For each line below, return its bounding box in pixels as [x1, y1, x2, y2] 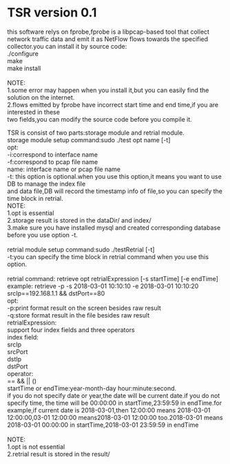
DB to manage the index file [7, 179, 86, 188]
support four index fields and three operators [7, 325, 136, 334]
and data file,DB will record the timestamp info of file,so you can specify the [7, 187, 222, 195]
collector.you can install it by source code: [7, 42, 127, 50]
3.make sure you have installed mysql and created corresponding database [7, 223, 221, 232]
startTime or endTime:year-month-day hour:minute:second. [7, 384, 177, 393]
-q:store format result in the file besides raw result [7, 311, 150, 319]
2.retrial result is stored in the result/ [7, 450, 110, 458]
